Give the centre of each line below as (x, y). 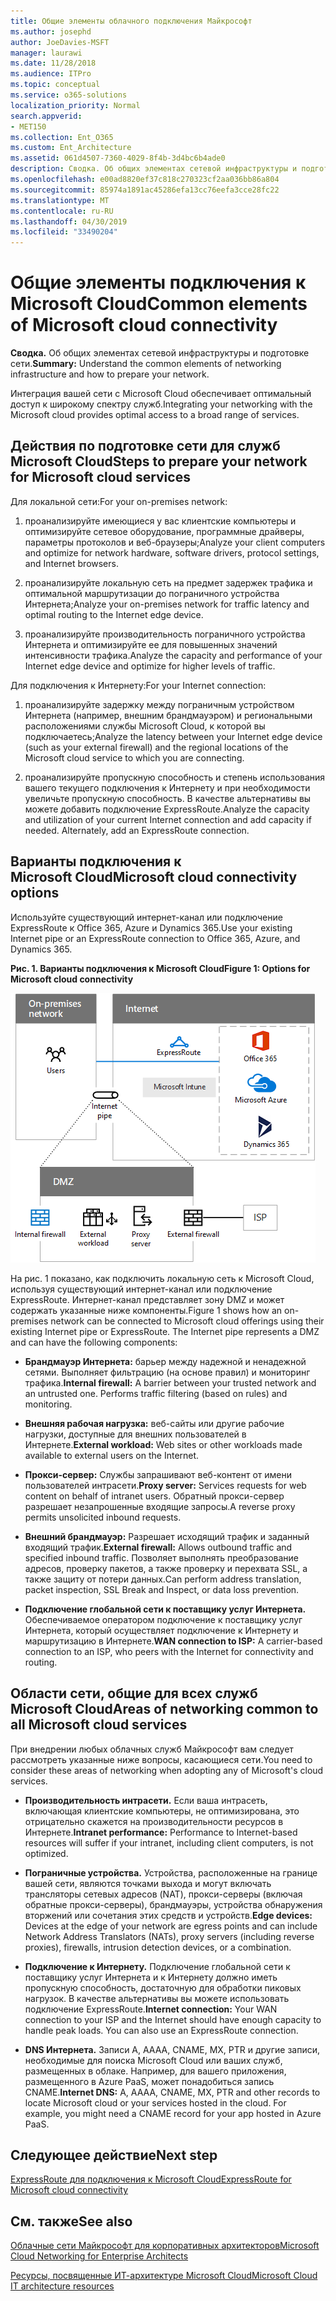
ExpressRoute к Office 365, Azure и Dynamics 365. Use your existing (151, 927)
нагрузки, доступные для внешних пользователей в (135, 1434)
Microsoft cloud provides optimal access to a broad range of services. (155, 415)
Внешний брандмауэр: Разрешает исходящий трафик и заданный (167, 1536)
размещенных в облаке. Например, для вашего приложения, (155, 2071)
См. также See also (71, 2221)
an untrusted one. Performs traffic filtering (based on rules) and (156, 1393)
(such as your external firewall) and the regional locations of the (156, 747)
